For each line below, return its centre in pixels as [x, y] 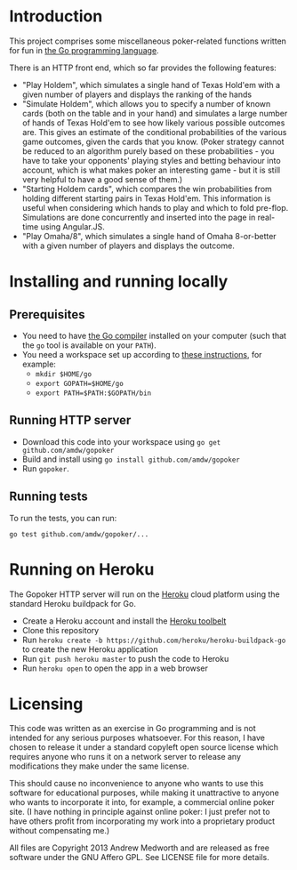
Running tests [49, 497]
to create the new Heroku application [90, 649]
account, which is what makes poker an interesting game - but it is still [151, 170]
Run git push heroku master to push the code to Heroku [125, 658]
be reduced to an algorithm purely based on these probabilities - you [148, 151]
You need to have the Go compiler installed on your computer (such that [154, 335]
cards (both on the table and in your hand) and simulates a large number [155, 113]
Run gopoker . [45, 468]
